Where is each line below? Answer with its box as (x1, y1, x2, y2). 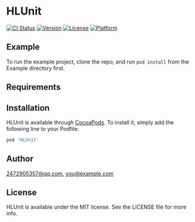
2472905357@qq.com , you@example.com (6, 170, 114, 177)
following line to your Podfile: (6, 125, 80, 132)
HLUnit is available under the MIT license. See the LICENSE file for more (6, 203, 186, 210)
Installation (6, 103, 50, 113)
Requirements (6, 82, 61, 92)
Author (6, 153, 33, 164)
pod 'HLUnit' (6, 136, 39, 143)
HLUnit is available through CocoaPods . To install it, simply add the (6, 118, 174, 126)
